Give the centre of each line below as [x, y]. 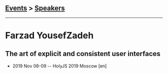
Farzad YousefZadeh [49, 35]
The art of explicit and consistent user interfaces [83, 54]
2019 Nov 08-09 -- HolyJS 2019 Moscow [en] [59, 66]
